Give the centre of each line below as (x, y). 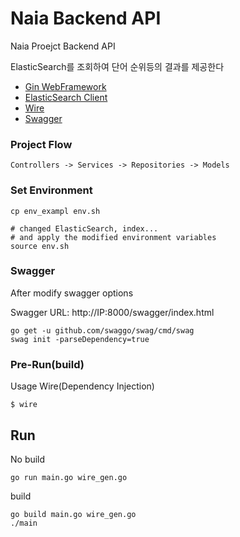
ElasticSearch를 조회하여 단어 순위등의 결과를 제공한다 (117, 66)
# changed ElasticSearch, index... (84, 228)
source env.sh (40, 246)
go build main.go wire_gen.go (73, 514)
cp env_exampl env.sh (55, 211)
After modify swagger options (72, 293)
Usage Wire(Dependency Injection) (82, 386)
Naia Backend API (86, 18)
